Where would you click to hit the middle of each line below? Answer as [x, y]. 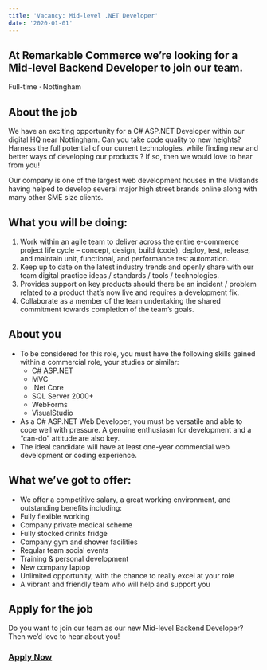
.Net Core [47, 387]
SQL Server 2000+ [63, 396]
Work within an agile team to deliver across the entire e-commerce [129, 241]
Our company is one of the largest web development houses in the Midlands [133, 181]
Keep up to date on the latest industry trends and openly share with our [137, 267]
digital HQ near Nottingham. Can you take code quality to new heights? [125, 139]
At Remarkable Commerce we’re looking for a [123, 55]
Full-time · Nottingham [45, 87]
